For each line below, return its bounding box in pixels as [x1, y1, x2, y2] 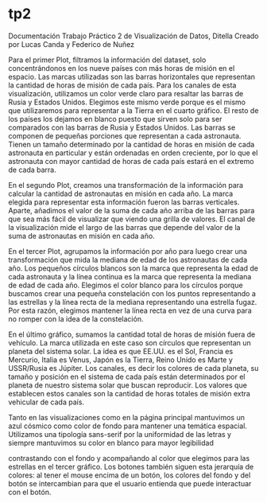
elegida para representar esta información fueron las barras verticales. [8, 197, 240, 207]
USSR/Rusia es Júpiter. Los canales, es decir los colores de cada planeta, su [8, 363, 259, 372]
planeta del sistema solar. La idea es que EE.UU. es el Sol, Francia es [8, 346, 234, 356]
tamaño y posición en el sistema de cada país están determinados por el [8, 372, 246, 381]
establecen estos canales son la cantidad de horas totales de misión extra [8, 388, 250, 398]
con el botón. [8, 487, 52, 497]
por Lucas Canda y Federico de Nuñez [8, 39, 135, 49]
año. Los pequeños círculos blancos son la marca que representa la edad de [8, 263, 259, 273]
